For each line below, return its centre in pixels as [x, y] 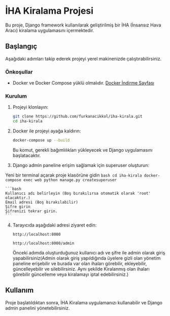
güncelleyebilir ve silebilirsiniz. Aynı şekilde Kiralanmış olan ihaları [81, 269]
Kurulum [16, 96]
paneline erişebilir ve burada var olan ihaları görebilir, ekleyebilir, [80, 263]
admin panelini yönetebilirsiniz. [38, 308]
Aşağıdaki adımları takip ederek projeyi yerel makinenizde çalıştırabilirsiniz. [83, 59]
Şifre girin [18, 207]
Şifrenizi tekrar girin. [31, 211]
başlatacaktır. [27, 155]
